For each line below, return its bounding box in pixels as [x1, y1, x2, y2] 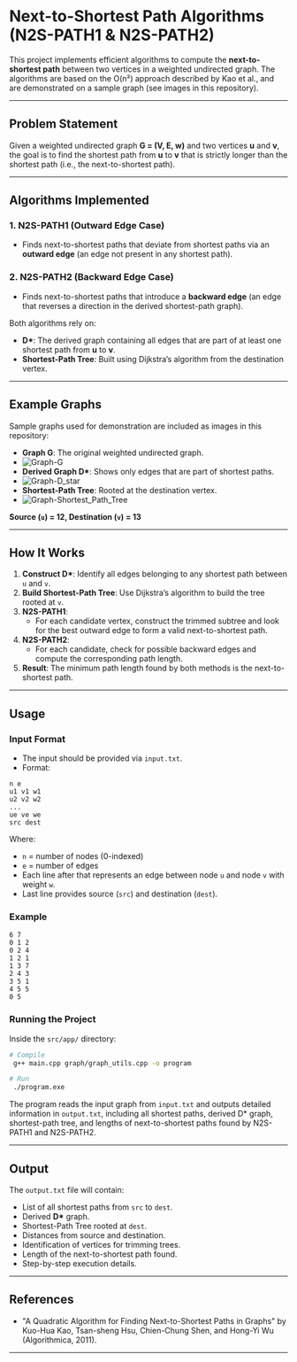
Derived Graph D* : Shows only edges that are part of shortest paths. [21, 466, 275, 476]
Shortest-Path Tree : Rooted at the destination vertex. [21, 484, 217, 495]
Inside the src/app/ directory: [9, 1033, 117, 1044]
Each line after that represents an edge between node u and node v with [21, 870, 285, 880]
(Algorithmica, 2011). [21, 1335, 97, 1345]
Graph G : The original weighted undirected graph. [21, 447, 204, 458]
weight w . [21, 879, 56, 890]
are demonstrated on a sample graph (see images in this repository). [9, 82, 259, 93]
